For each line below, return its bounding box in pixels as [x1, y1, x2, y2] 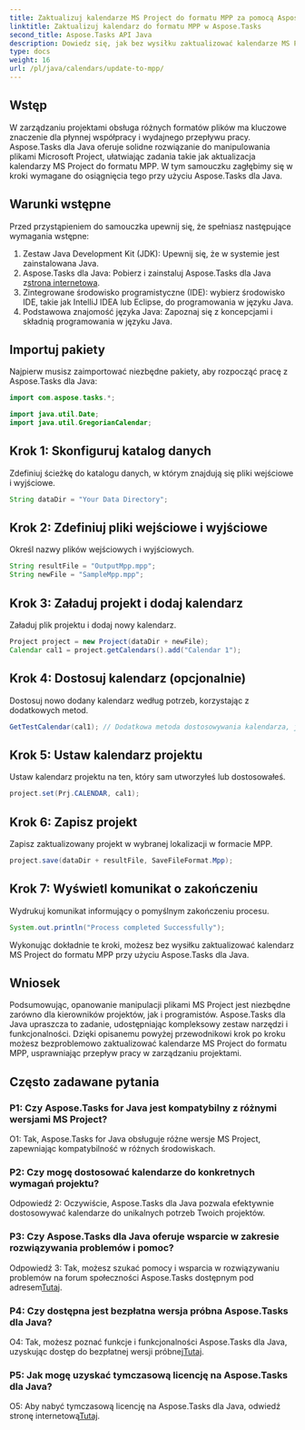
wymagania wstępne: [9, 230, 89, 241]
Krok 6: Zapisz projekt [9, 814, 138, 830]
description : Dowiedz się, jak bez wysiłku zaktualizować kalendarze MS [9, 38, 290, 48]
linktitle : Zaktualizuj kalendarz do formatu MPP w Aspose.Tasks [9, 22, 261, 31]
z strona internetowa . [22, 277, 101, 287]
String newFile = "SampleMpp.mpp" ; [9, 570, 144, 579]
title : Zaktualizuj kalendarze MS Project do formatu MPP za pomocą [9, 13, 274, 23]
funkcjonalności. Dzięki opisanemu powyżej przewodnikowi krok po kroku [9, 1029, 286, 1040]
